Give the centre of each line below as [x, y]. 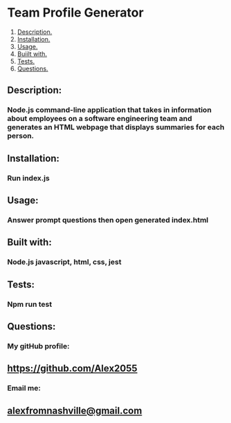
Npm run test [30, 304]
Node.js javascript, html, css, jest [64, 262]
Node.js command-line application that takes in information [110, 110]
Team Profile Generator [75, 13]
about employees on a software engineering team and [100, 119]
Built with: [29, 242]
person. [21, 136]
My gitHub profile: [38, 346]
